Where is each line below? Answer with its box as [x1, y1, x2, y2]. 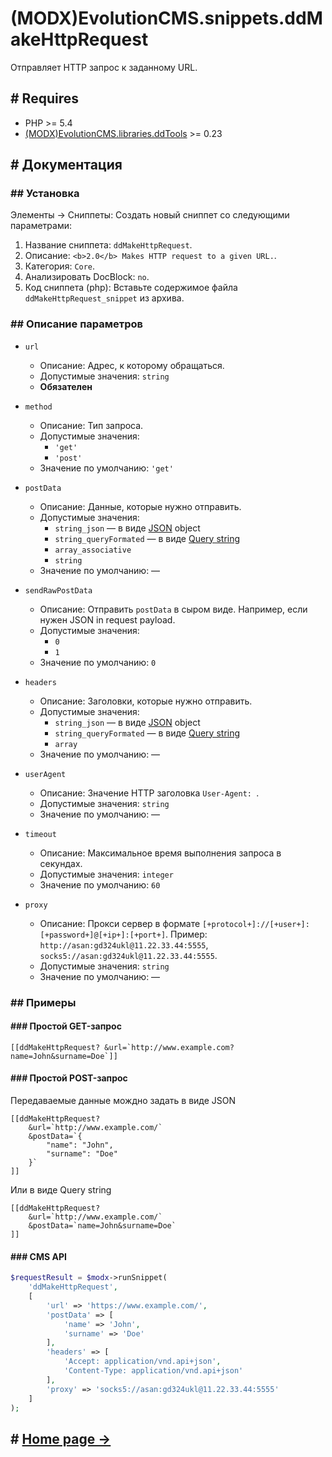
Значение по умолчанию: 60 [39, 878, 161, 891]
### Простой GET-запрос [10, 1020, 122, 1032]
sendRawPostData [24, 585, 93, 596]
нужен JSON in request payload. [39, 613, 176, 626]
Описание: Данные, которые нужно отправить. [39, 500, 242, 512]
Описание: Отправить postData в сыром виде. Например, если [39, 603, 308, 615]
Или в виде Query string [10, 1184, 112, 1196]
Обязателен [39, 380, 93, 392]
